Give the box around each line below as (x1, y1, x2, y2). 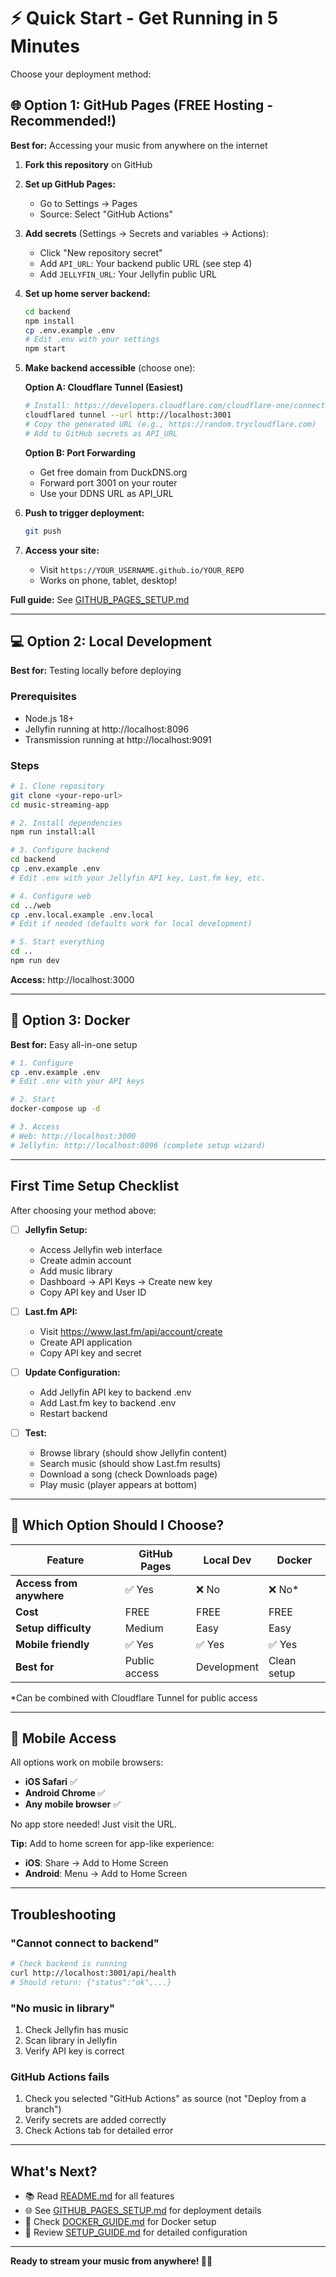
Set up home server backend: (24, 287, 151, 299)
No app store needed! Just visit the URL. (10, 1818, 178, 1830)
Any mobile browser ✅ (24, 1798, 122, 1810)
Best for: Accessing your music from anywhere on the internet (10, 139, 268, 151)
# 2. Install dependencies (10, 818, 123, 828)
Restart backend (39, 1407, 108, 1419)
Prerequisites (10, 690, 77, 704)
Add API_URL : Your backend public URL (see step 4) (39, 257, 253, 269)
